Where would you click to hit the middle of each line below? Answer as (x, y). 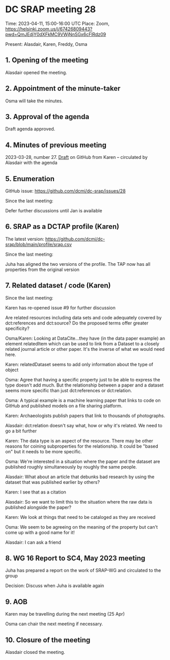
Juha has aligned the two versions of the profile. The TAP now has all (78, 264)
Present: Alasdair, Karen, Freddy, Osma (46, 44)
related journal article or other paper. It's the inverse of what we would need (85, 349)
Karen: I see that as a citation (36, 492)
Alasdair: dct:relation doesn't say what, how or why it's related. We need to (84, 425)
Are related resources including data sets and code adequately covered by (83, 317)
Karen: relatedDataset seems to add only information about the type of (79, 364)
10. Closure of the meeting (48, 640)
